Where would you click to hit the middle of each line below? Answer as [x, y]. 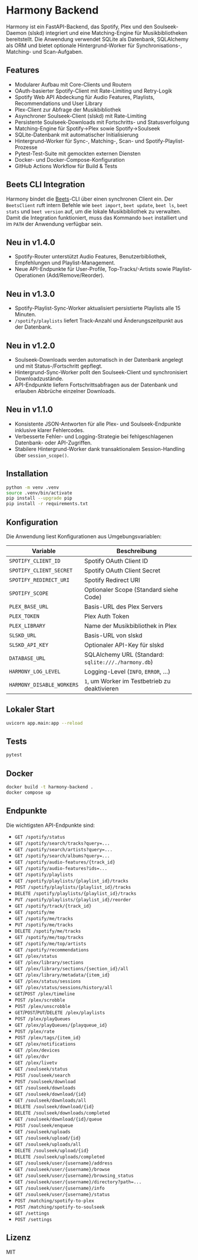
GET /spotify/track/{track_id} [53, 906]
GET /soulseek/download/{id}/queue [58, 1119]
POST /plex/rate [34, 1031]
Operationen [30, 276]
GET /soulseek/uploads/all [48, 1144]
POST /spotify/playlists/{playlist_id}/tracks [73, 887]
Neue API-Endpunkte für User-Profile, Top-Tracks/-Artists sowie [93, 269]
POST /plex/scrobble [40, 1000]
